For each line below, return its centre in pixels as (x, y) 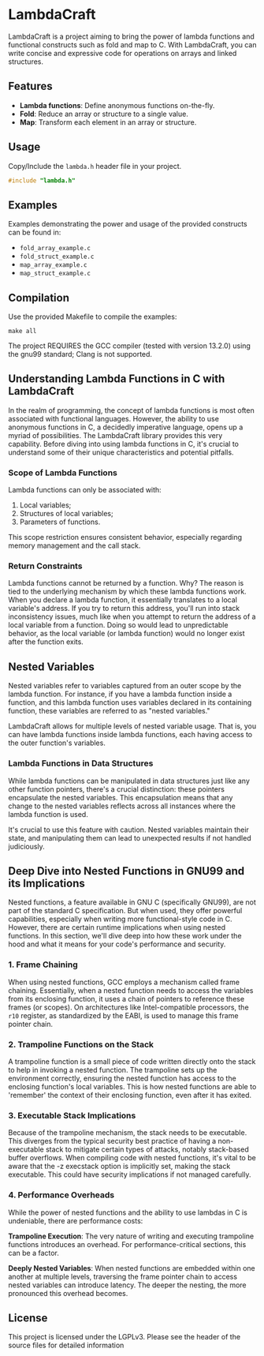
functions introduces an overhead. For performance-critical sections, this (127, 1244)
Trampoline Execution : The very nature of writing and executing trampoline (131, 1236)
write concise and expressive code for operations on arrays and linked (123, 53)
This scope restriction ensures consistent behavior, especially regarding (125, 538)
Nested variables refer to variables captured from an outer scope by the (125, 686)
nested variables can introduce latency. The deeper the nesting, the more (127, 1285)
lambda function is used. (48, 814)
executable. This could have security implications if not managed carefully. (130, 1174)
